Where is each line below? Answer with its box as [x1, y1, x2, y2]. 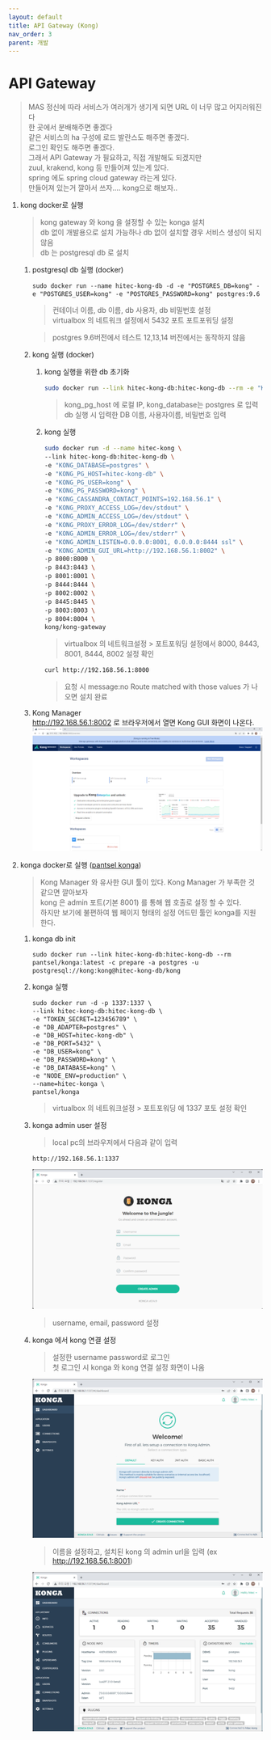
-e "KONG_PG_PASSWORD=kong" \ [44, 487, 146, 495]
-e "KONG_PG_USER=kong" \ [44, 478, 131, 487]
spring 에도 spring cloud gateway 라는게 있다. [27, 173, 177, 183]
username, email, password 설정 [52, 1318, 160, 1328]
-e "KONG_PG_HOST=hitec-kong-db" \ [44, 470, 164, 478]
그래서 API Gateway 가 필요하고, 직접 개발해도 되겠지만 [27, 153, 202, 163]
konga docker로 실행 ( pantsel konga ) [19, 860, 142, 870]
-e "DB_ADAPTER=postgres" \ [31, 1024, 127, 1032]
